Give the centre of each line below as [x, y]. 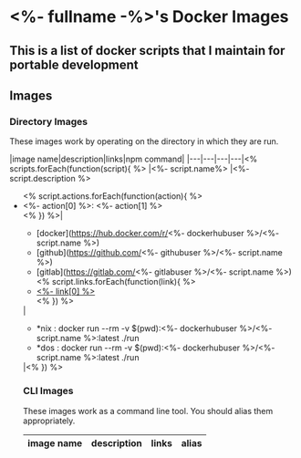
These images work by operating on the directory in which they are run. [144, 141]
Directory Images [49, 121]
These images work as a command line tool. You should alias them [148, 411]
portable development [74, 64]
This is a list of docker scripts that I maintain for [147, 51]
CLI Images [48, 391]
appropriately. [49, 421]
